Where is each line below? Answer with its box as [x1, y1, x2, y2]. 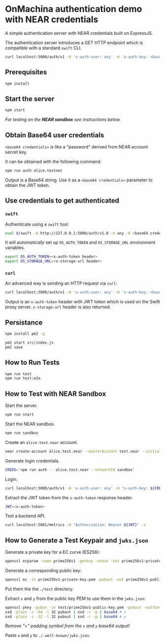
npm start [5, 108, 26, 113]
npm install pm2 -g [5, 331, 45, 336]
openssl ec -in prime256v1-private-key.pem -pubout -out [5, 577, 124, 582]
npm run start [5, 412, 34, 417]
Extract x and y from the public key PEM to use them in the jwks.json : [5, 595, 146, 601]
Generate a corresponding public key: [5, 567, 82, 573]
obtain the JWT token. [5, 182, 50, 188]
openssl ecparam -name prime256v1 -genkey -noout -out [5, 559, 120, 564]
